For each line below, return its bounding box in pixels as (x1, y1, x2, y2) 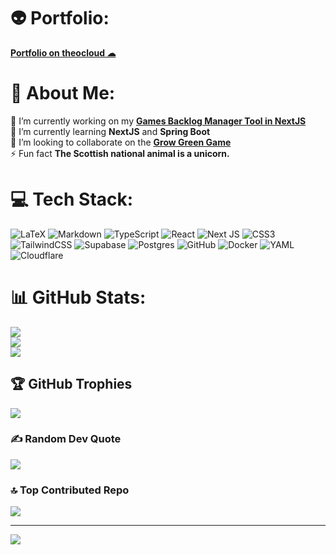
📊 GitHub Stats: (10, 286, 147, 309)
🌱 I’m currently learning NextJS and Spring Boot (10, 125, 211, 137)
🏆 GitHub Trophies (10, 376, 133, 393)
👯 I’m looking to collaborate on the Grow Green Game (10, 136, 232, 148)
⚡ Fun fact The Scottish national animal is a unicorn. (10, 147, 230, 159)
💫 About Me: (10, 82, 116, 105)
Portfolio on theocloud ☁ (10, 46, 117, 59)
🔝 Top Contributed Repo (10, 483, 130, 497)
